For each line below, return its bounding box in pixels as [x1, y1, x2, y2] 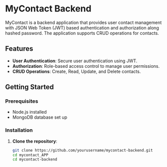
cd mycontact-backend [12, 157, 57, 162]
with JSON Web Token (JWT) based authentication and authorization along [5, 24, 159, 30]
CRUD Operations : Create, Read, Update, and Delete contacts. [12, 68, 141, 74]
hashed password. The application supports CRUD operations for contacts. [5, 30, 159, 36]
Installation [5, 127, 33, 134]
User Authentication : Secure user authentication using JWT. [12, 58, 138, 64]
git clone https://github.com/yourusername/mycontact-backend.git [12, 148, 153, 153]
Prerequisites [5, 98, 38, 105]
